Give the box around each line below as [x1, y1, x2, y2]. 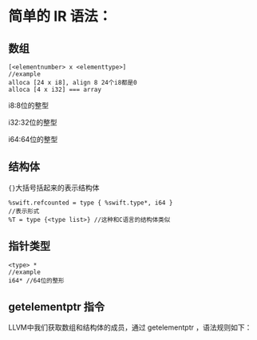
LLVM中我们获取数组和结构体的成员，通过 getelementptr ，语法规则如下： [8, 322, 252, 332]
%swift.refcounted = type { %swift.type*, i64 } [8, 199, 173, 207]
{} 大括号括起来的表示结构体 [8, 183, 100, 192]
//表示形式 [8, 207, 40, 215]
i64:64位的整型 [8, 135, 58, 144]
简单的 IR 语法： [8, 7, 113, 26]
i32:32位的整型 [8, 117, 57, 127]
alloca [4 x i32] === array [8, 85, 102, 93]
